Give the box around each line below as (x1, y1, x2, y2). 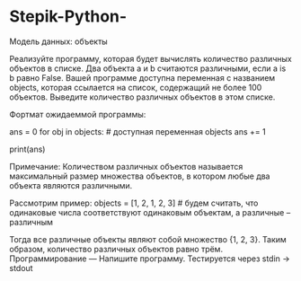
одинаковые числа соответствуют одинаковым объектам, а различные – (9, 206, 291, 217)
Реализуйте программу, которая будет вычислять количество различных (9, 53, 292, 64)
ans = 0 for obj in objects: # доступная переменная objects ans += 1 (9, 126, 267, 136)
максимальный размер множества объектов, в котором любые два (9, 171, 270, 181)
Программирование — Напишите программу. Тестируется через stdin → (9, 253, 290, 264)
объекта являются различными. (9, 180, 133, 190)
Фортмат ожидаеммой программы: (9, 109, 146, 119)
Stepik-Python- (9, 6, 128, 27)
